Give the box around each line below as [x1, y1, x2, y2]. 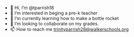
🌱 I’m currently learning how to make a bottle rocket [10, 15, 119, 21]
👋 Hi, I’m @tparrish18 [10, 5, 55, 10]
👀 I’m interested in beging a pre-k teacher [10, 10, 98, 16]
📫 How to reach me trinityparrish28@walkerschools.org [10, 26, 129, 32]
